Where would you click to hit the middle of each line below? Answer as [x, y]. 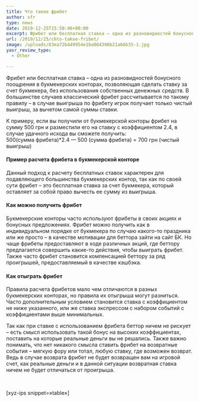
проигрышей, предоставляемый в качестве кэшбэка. [74, 263]
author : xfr [21, 17]
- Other [21, 56]
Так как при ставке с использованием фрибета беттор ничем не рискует [99, 326]
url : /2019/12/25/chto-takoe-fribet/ [53, 39]
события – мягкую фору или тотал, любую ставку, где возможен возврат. [99, 351]
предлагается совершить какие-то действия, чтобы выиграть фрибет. [95, 250]
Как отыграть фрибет [34, 276]
